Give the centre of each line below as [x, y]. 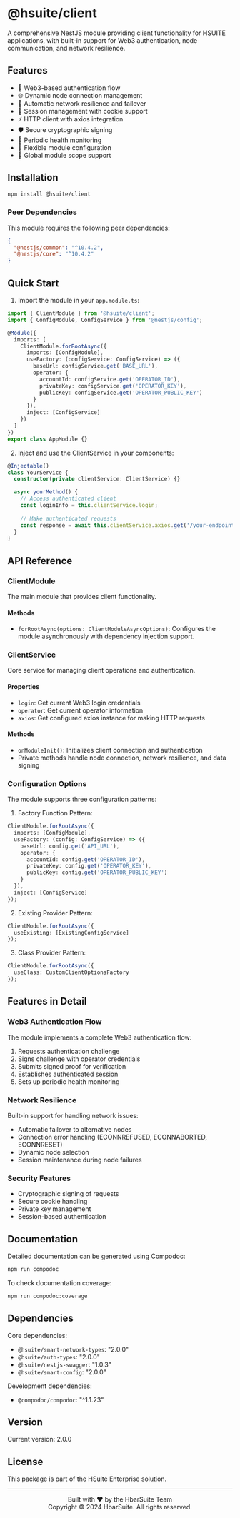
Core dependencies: [37, 1335]
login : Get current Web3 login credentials [79, 703]
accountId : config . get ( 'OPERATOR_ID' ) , [85, 859]
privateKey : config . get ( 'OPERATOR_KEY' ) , [89, 866]
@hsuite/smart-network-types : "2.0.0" [73, 1349]
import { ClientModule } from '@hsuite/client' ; [81, 313]
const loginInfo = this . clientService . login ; [89, 506]
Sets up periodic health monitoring [69, 1081]
